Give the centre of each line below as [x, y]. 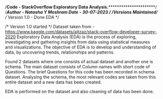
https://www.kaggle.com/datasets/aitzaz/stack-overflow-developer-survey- [81, 32]
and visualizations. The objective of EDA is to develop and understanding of [81, 47]
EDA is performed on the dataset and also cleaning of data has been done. [80, 92]
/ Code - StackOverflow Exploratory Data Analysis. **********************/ [81, 7]
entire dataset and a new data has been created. [53, 82]
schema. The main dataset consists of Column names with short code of [78, 67]
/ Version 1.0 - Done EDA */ [32, 17]
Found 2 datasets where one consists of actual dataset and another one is [79, 62]
